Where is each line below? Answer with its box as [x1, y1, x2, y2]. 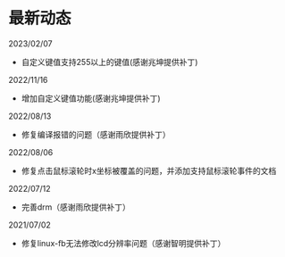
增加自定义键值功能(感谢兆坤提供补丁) [21, 93, 162, 104]
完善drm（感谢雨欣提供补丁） [21, 202, 131, 212]
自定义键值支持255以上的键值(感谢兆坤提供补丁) [21, 56, 198, 67]
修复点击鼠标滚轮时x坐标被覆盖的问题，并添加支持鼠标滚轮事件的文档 [21, 165, 277, 176]
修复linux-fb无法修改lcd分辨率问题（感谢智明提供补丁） [21, 237, 226, 248]
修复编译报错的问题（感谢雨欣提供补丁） [21, 128, 171, 139]
